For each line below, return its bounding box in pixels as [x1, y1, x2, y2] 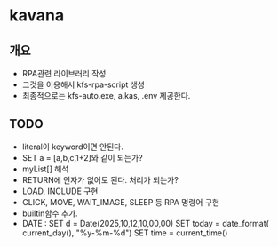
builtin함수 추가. [21, 208, 78, 219]
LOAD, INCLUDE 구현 [21, 186, 99, 196]
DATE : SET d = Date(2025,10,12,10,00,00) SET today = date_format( [21, 218, 269, 228]
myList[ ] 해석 [21, 163, 69, 174]
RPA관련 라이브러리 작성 [21, 68, 107, 78]
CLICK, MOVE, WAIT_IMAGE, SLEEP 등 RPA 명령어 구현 [21, 196, 220, 207]
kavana [9, 5, 65, 26]
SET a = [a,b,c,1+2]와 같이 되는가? [21, 152, 144, 163]
